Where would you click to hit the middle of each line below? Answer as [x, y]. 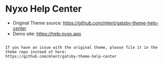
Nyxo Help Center [44, 9]
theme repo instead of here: [36, 52]
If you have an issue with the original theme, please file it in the [81, 47]
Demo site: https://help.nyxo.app [47, 34]
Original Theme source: [37, 23]
